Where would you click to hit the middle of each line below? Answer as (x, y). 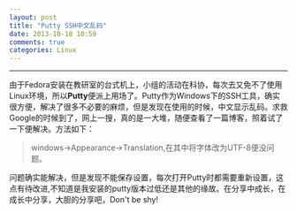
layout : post (33, 17)
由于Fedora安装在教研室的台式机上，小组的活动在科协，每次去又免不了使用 (146, 85)
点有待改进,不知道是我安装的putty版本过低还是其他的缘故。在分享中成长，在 (148, 189)
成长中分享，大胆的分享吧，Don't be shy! (84, 200)
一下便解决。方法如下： (52, 129)
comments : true (37, 42)
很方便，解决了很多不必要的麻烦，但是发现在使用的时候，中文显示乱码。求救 (148, 107)
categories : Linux (43, 50)
